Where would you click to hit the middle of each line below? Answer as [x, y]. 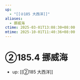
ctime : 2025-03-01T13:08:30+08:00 [40, 28]
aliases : [14, 18]
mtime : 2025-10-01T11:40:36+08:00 [40, 32]
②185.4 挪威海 [36, 57]
